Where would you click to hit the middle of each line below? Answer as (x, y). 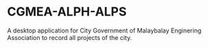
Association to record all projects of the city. (70, 37)
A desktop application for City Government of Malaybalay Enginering (104, 30)
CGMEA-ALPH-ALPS (67, 12)
